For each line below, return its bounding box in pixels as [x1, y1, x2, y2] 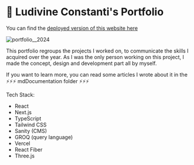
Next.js [14, 108, 32, 116]
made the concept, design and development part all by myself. [6, 60, 157, 67]
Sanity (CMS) [14, 127, 47, 134]
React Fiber [14, 146, 43, 153]
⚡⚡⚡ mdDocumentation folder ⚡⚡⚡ [6, 77, 90, 84]
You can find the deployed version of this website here [6, 25, 138, 32]
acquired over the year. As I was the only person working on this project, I [6, 53, 185, 60]
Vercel [14, 140, 30, 147]
